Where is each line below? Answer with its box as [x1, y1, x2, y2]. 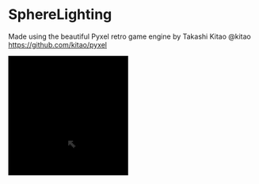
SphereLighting [8, 6, 112, 24]
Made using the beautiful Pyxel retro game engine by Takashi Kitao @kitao [8, 32, 252, 41]
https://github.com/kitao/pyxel [8, 39, 108, 49]
